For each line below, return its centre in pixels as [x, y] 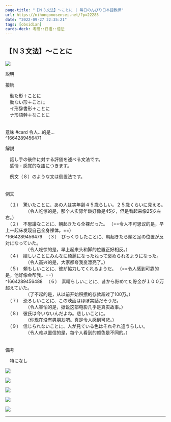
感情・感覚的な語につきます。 [41, 165]
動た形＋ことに [25, 96]
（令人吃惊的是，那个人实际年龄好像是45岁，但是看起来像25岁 [92, 211]
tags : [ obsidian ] [24, 24]
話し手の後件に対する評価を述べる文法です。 [56, 159]
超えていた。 [19, 287]
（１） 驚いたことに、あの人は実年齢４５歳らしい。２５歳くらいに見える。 [88, 205]
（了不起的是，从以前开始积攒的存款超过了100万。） [80, 294]
